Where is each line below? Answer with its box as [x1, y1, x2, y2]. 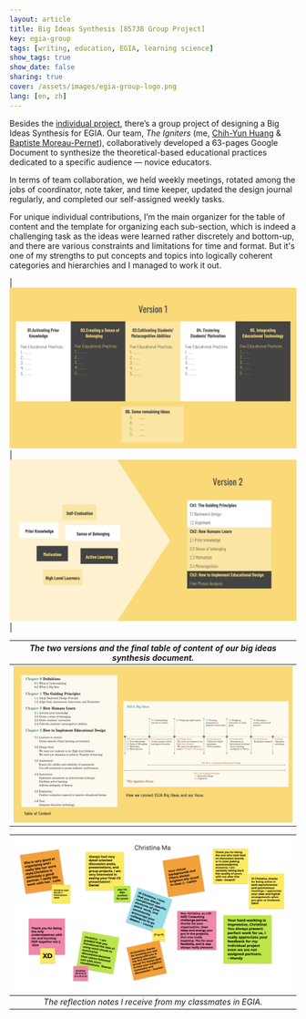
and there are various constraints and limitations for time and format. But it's [9, 240, 296, 251]
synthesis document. [112, 652, 194, 663]
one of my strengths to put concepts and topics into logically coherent [9, 250, 273, 261]
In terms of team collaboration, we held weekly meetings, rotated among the [9, 174, 296, 185]
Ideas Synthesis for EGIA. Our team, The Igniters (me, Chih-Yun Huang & [9, 128, 282, 139]
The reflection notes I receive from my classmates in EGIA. [43, 996, 263, 1007]
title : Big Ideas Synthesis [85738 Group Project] [9, 24, 206, 34]
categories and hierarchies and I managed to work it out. [9, 260, 222, 271]
